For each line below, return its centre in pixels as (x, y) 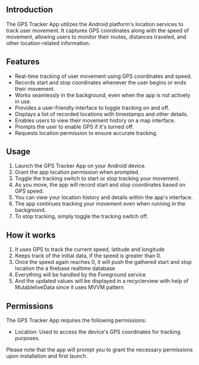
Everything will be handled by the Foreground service (80, 275)
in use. (23, 101)
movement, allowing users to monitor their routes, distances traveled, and (96, 37)
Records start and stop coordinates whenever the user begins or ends (100, 82)
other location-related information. (48, 43)
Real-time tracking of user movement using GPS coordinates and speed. (103, 76)
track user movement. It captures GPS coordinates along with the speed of (97, 30)
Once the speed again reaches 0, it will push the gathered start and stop (103, 262)
